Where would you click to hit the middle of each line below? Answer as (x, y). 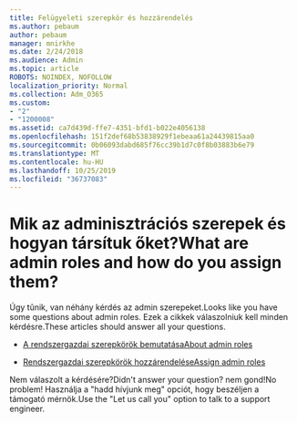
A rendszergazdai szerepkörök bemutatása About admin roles (138, 345)
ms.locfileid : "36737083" (58, 179)
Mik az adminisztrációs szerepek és (148, 224)
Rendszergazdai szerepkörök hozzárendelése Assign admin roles (144, 362)
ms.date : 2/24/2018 (46, 52)
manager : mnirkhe (42, 43)
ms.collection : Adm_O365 (56, 94)
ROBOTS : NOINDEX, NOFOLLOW (61, 77)
